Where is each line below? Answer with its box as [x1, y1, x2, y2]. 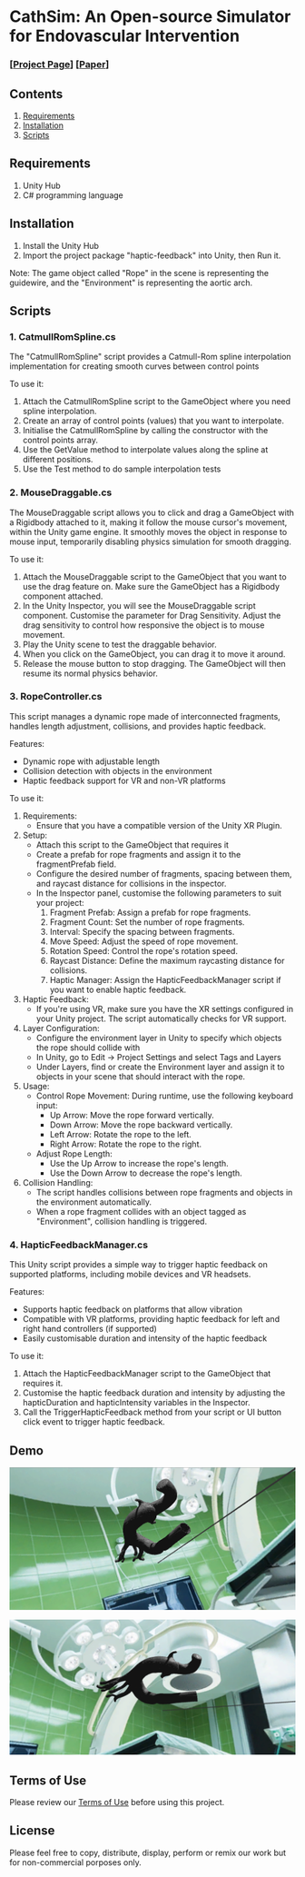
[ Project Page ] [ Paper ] [9, 58, 110, 71]
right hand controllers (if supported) [22, 1324, 157, 1335]
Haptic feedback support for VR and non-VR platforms [22, 775, 226, 786]
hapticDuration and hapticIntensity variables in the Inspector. [22, 1397, 251, 1408]
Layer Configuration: [22, 1022, 100, 1033]
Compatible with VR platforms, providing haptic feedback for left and [22, 1314, 280, 1325]
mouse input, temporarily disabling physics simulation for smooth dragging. [9, 536, 292, 547]
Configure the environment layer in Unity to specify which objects [35, 1032, 282, 1043]
